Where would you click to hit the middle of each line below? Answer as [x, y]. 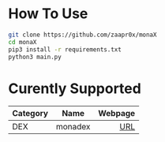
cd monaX [22, 42]
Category [30, 114]
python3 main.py [35, 57]
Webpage [117, 114]
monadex [73, 127]
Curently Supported [75, 88]
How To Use [48, 14]
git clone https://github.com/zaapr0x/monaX [82, 35]
